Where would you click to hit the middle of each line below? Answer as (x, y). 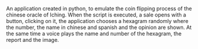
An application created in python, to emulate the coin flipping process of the (99, 9)
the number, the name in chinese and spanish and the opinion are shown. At (99, 27)
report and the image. (33, 40)
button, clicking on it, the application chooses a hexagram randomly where (97, 21)
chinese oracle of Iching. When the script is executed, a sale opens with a (96, 15)
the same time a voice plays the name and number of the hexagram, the (94, 34)
